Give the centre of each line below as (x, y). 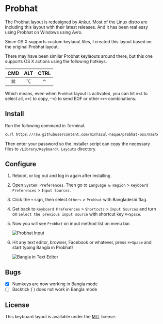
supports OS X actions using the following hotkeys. (56, 61)
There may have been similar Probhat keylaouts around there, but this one (79, 56)
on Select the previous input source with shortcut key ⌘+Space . (77, 214)
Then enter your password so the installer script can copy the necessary (78, 144)
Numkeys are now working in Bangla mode (55, 284)
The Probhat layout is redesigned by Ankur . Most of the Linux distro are (76, 22)
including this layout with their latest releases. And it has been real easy (77, 27)
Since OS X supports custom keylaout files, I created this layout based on (78, 41)
